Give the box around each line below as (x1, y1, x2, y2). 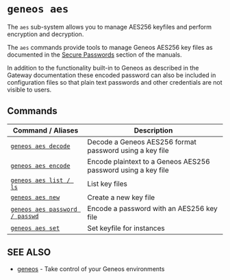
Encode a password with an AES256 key (87, 204, 218, 213)
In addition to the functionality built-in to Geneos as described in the (7, 64, 200, 72)
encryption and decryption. (7, 30, 84, 38)
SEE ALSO (7, 247, 51, 258)
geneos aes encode (10, 162, 71, 169)
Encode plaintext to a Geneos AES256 (87, 156, 210, 166)
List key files (87, 179, 128, 188)
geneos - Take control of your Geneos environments (16, 264, 165, 272)
